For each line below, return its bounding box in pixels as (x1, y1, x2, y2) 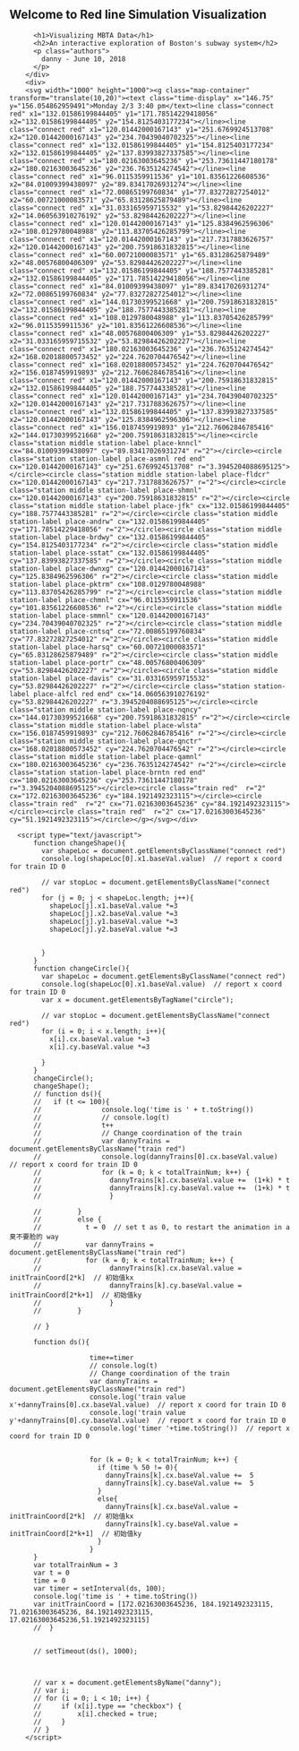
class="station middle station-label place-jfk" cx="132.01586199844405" (9, 501, 291, 510)
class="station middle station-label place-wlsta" (9, 720, 202, 729)
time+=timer (89, 1353, 134, 1362)
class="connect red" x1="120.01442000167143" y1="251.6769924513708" (9, 125, 275, 134)
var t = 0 (32, 1568, 70, 1577)
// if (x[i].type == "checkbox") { (32, 1702, 182, 1711)
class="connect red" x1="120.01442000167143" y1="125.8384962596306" (9, 219, 275, 228)
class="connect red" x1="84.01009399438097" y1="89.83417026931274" (9, 281, 270, 290)
